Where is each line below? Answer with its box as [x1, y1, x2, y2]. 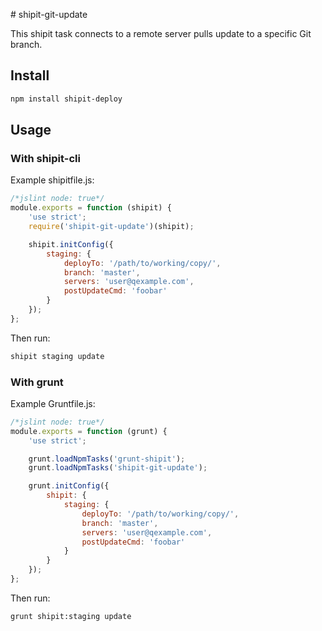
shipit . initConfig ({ [28, 239, 114, 249]
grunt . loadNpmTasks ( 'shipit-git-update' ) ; [28, 463, 208, 473]
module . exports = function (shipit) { [10, 203, 172, 213]
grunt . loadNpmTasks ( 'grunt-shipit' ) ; [28, 454, 186, 464]
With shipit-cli [10, 152, 81, 165]
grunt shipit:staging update [10, 611, 132, 621]
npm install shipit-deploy [10, 94, 123, 104]
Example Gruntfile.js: [10, 397, 96, 409]
